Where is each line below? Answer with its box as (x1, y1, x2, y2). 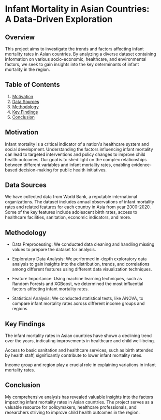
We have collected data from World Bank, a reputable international (5, 194, 137, 200)
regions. (12, 306, 29, 312)
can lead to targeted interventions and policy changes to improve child (5, 151, 146, 157)
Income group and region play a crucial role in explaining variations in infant (5, 362, 156, 368)
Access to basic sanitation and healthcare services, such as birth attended (5, 347, 154, 353)
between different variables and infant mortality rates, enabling (5, 162, 131, 168)
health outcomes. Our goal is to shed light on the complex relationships (5, 156, 147, 162)
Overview (5, 33, 35, 41)
